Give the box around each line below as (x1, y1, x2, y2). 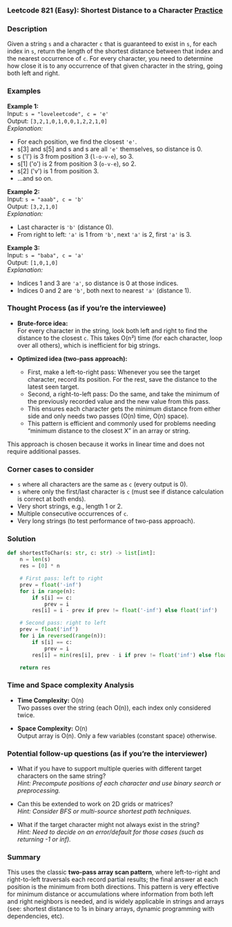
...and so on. (17, 174, 53, 182)
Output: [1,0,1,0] (7, 258, 59, 266)
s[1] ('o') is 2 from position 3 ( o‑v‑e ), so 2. (17, 159, 137, 168)
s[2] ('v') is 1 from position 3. (17, 166, 99, 175)
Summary (7, 852, 41, 861)
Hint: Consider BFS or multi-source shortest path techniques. (17, 807, 192, 815)
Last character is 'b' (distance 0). (17, 223, 114, 231)
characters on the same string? (17, 772, 106, 780)
